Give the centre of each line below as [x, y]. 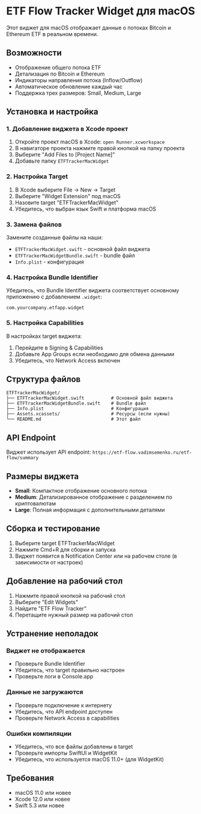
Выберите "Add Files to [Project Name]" [65, 155]
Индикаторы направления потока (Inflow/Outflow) [79, 80]
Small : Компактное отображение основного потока [81, 491]
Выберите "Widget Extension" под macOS [68, 196]
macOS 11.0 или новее [43, 792]
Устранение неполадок [52, 634]
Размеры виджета [43, 476]
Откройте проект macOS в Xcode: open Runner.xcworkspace [90, 142]
